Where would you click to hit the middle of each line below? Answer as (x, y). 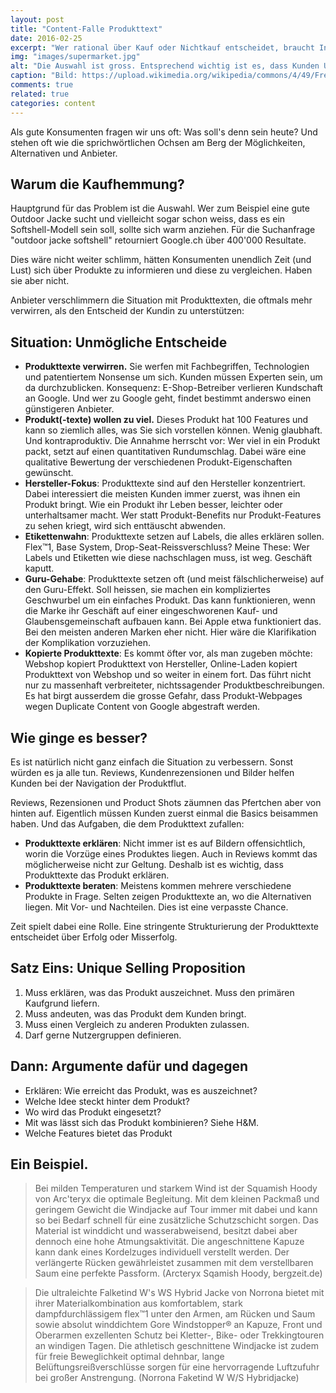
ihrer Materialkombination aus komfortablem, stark (138, 1303)
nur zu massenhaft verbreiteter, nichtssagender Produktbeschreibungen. (174, 685)
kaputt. (39, 568)
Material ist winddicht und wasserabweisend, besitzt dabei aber (166, 1231)
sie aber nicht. (40, 281)
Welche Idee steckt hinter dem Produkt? (107, 1101)
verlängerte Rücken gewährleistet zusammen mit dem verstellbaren (174, 1263)
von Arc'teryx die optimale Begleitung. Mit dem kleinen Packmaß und (177, 1199)
